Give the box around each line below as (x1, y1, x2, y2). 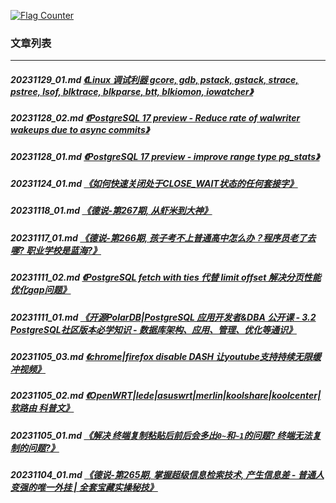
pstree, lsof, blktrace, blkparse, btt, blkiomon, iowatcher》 (10, 85, 254, 97)
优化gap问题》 (10, 284, 72, 296)
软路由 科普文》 (10, 402, 75, 414)
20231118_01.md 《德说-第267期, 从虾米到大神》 (10, 205, 213, 217)
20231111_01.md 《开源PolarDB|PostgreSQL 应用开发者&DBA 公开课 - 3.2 (10, 311, 317, 323)
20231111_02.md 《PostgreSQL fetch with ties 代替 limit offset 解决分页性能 (10, 271, 322, 284)
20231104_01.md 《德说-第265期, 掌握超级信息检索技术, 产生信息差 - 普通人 (10, 469, 325, 481)
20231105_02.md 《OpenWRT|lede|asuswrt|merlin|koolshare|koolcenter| (10, 390, 322, 402)
